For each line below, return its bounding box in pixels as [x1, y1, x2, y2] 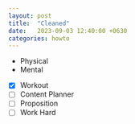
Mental [19, 65, 43, 75]
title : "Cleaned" [8, 19, 70, 27]
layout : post [8, 11, 52, 20]
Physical [19, 56, 48, 66]
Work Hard [19, 108, 56, 118]
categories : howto [8, 34, 70, 43]
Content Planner [19, 89, 75, 99]
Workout [19, 81, 49, 90]
